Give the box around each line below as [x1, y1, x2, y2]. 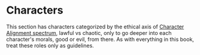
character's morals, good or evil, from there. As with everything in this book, [6, 35, 195, 43]
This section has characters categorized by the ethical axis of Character [6, 23, 184, 30]
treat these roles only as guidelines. [6, 42, 94, 49]
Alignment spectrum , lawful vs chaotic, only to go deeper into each [6, 29, 172, 36]
